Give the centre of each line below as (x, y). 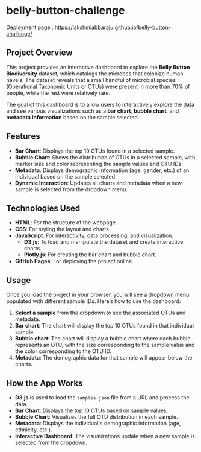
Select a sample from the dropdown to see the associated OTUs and (100, 313)
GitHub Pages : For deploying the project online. (74, 261)
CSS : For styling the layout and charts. (63, 229)
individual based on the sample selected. (66, 176)
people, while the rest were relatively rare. (58, 93)
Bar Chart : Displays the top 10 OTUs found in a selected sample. (95, 151)
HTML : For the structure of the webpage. (66, 223)
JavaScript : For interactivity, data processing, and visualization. (94, 235)
